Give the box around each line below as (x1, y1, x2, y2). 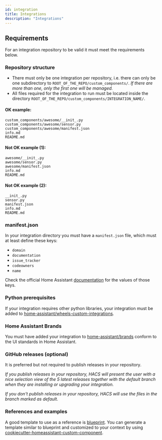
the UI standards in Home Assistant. (5, 339, 76, 345)
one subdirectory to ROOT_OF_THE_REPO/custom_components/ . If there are (12, 80, 153, 86)
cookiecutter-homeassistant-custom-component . (5, 429, 103, 435)
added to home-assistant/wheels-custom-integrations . (5, 311, 115, 316)
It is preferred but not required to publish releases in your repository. (5, 362, 142, 368)
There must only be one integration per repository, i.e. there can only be (12, 75, 156, 81)
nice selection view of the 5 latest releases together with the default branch (5, 377, 156, 382)
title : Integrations (5, 12, 47, 16)
